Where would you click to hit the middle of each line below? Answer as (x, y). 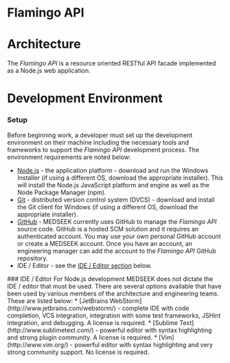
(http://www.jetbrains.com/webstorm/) (62, 308)
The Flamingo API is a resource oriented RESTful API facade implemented (112, 63)
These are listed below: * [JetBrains (58, 300)
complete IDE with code (156, 308)
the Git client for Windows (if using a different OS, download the (107, 207)
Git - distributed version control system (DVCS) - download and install (116, 199)
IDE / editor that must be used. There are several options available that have (114, 286)
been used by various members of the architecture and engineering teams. (113, 293)
